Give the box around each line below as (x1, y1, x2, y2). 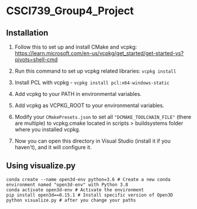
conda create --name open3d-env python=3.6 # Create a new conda (6, 176, 170, 182)
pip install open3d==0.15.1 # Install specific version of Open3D (6, 192, 173, 198)
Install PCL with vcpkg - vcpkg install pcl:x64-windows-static (14, 79, 170, 86)
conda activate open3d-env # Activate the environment (6, 187, 144, 193)
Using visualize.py (6, 161, 76, 171)
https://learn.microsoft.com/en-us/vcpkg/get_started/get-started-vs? (14, 50, 184, 57)
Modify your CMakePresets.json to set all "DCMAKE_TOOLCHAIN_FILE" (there (14, 114, 192, 120)
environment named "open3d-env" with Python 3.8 (6, 182, 128, 188)
